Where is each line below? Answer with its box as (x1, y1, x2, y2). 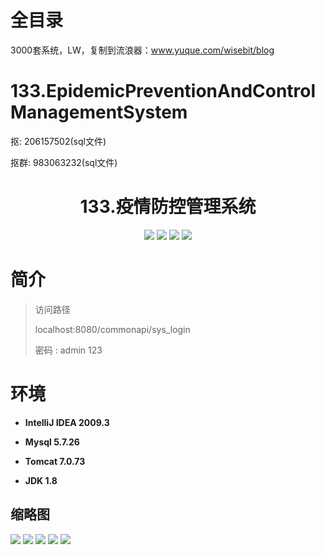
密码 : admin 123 (34, 344, 103, 356)
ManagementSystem (10, 101, 188, 124)
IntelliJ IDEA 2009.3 (24, 416, 110, 428)
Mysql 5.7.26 (24, 436, 80, 448)
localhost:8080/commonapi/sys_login (34, 323, 191, 335)
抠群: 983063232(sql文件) (10, 156, 118, 168)
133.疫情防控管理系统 (79, 196, 257, 218)
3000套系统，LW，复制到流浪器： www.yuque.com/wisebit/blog (10, 44, 275, 56)
